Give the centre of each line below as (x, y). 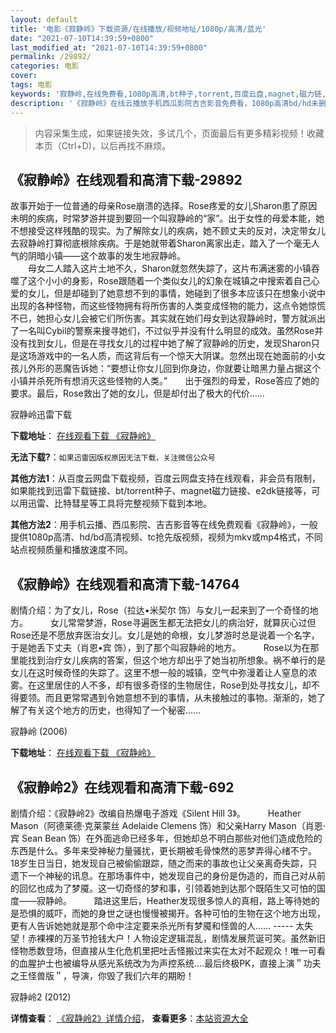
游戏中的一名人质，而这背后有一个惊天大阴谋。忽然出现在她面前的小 (176, 356)
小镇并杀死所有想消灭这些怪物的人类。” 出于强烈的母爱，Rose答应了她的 (165, 381)
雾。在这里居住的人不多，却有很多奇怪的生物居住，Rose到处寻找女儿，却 (161, 685)
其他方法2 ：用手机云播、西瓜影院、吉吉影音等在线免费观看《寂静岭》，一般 (164, 525)
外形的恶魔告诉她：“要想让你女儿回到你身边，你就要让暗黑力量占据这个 (174, 368)
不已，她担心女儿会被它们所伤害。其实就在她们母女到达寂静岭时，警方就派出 (168, 318)
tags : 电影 (31, 85)
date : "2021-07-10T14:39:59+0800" (82, 38)
